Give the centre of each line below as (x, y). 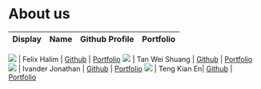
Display (27, 39)
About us (39, 14)
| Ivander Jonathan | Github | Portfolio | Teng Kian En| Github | (125, 68)
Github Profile (107, 39)
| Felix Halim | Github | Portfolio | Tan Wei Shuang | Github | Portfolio (135, 59)
